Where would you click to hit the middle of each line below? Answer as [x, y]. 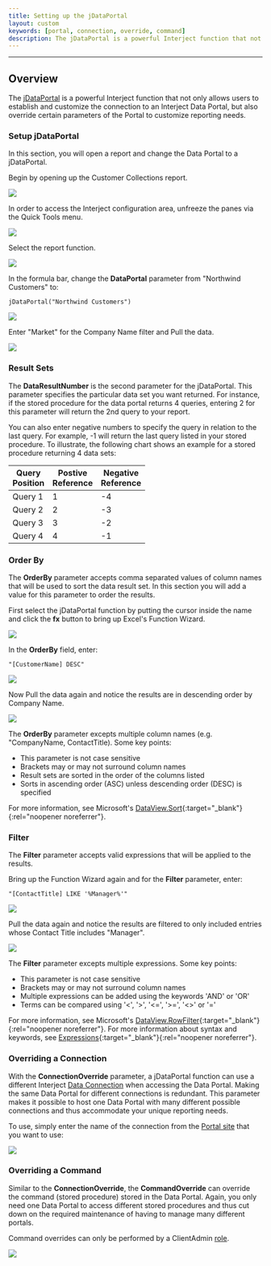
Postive [73, 473]
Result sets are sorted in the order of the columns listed [112, 775]
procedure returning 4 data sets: [63, 453]
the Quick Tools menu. [46, 217]
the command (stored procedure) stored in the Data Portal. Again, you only [133, 1197]
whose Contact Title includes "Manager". [77, 933]
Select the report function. [52, 248]
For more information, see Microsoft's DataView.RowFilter [104, 1021]
